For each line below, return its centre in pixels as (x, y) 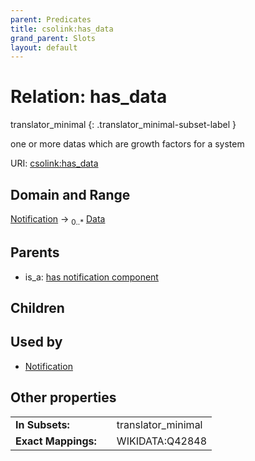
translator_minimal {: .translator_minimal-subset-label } (123, 125)
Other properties (63, 397)
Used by (36, 342)
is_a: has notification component (91, 277)
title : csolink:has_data (62, 29)
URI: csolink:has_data (54, 163)
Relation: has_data (89, 97)
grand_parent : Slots (53, 38)
